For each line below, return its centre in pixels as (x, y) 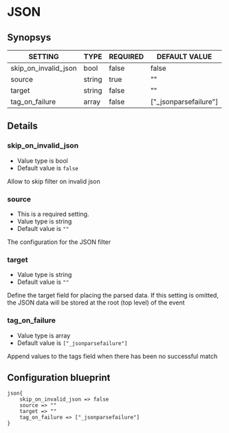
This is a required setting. (53, 214)
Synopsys (29, 37)
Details (22, 126)
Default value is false (48, 168)
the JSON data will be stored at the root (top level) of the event (96, 302)
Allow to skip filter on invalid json (54, 181)
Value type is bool (43, 160)
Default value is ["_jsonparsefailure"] (72, 343)
